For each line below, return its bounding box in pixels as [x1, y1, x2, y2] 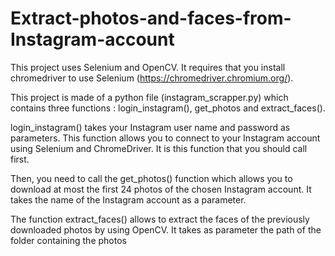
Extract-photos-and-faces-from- [10, 7, 292, 30]
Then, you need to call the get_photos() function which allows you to [10, 172, 293, 184]
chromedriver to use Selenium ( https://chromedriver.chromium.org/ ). [10, 72, 294, 84]
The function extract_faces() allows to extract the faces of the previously [10, 213, 310, 225]
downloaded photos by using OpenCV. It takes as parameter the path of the [10, 223, 322, 236]
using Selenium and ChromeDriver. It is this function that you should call [10, 142, 308, 154]
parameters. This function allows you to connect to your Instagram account [10, 132, 321, 144]
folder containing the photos [10, 234, 127, 246]
